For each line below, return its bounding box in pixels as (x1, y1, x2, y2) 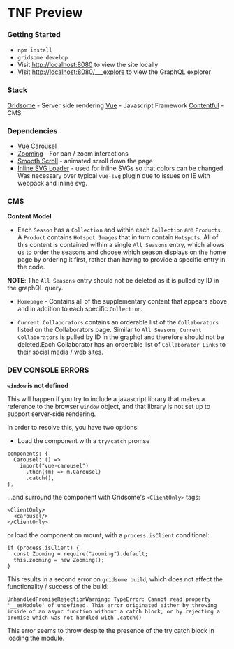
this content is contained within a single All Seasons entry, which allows (17, 241, 225, 249)
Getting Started (7, 30, 61, 40)
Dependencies (7, 126, 58, 135)
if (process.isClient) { (7, 544, 80, 551)
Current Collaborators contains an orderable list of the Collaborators (17, 318, 219, 327)
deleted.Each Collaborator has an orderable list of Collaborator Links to (17, 341, 226, 349)
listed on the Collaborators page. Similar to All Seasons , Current (17, 326, 202, 334)
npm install (17, 47, 52, 54)
